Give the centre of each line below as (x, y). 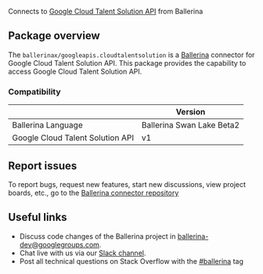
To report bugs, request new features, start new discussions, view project (127, 184)
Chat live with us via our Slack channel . (83, 253)
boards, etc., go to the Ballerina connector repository (94, 193)
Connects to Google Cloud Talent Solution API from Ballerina (106, 11)
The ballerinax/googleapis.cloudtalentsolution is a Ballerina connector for (131, 55)
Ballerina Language (48, 125)
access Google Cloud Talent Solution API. (75, 71)
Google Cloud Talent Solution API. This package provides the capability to (127, 63)
